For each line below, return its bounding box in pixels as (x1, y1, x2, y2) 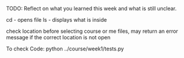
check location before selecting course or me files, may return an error (6, 28, 179, 35)
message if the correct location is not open (6, 34, 111, 40)
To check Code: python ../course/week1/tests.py (6, 45, 124, 52)
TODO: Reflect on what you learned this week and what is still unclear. (6, 5, 177, 12)
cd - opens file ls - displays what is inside (6, 16, 107, 23)
